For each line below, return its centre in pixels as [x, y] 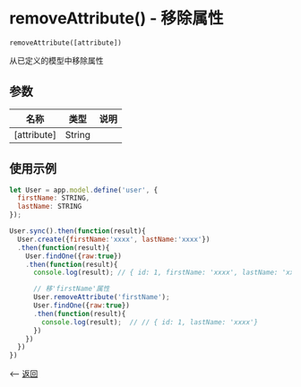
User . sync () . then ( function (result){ [77, 231]
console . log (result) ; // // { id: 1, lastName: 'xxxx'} [150, 322]
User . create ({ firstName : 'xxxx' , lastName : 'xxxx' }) [114, 239]
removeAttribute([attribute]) [66, 43]
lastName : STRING [50, 207]
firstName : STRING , [54, 198]
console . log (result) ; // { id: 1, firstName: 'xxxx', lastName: [155, 273]
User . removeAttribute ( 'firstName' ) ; [101, 297]
